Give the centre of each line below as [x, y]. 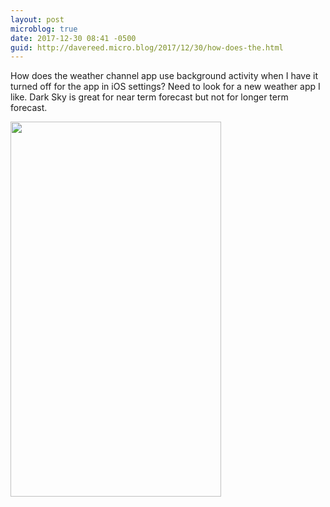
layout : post [37, 19]
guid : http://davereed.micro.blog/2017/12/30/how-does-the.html [147, 47]
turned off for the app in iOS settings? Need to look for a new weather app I [165, 87]
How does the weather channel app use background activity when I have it [164, 76]
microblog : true [44, 29]
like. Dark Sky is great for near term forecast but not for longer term [149, 97]
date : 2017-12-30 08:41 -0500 [73, 38]
